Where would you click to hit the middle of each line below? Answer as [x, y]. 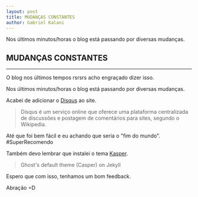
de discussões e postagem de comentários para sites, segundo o [100, 118]
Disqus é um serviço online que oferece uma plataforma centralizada [104, 112]
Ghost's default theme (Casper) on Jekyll [70, 165]
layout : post [22, 12]
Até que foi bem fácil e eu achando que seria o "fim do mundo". [83, 136]
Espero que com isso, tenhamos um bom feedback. [69, 176]
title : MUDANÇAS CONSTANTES [41, 17]
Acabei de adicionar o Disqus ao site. [51, 100]
